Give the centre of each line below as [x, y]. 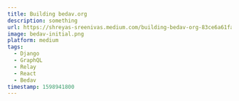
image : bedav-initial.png [46, 34]
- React [25, 73]
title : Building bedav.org [47, 14]
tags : [15, 47]
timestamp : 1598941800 [41, 87]
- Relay [25, 67]
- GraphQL [28, 60]
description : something [43, 21]
